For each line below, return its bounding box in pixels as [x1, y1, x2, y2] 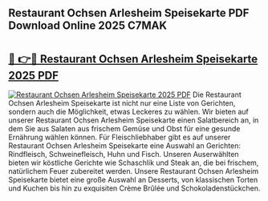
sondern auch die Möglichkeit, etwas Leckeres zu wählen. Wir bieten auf [8, 107, 249, 116]
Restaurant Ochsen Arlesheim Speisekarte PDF [8, 6, 250, 20]
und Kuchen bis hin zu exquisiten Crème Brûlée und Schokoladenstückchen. [8, 183, 261, 193]
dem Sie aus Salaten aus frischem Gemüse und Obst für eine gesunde [8, 124, 241, 133]
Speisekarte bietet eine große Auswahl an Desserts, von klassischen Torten [8, 175, 258, 184]
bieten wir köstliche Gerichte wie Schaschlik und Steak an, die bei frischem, [8, 158, 259, 167]
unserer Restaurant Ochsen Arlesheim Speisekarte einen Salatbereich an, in [8, 115, 259, 125]
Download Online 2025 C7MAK [8, 19, 167, 33]
